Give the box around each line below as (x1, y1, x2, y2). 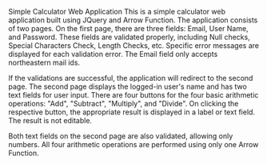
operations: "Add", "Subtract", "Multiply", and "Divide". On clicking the (8, 99, 239, 108)
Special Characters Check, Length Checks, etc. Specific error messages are (8, 41, 260, 50)
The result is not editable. (8, 116, 93, 125)
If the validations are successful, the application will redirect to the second (8, 74, 253, 82)
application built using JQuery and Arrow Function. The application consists (8, 15, 258, 25)
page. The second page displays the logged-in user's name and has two (8, 82, 248, 91)
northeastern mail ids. (8, 58, 81, 67)
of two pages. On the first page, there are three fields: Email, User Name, (8, 24, 249, 33)
